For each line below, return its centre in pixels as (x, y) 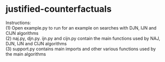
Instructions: (18, 23)
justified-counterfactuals (59, 9)
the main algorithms (26, 54)
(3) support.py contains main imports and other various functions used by (81, 49)
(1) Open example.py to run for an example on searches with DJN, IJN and (81, 28)
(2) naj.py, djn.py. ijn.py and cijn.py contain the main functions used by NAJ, (83, 38)
